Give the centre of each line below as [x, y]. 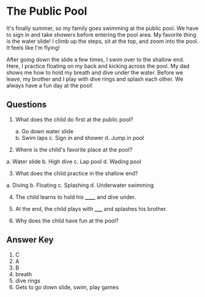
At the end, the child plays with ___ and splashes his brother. [91, 208]
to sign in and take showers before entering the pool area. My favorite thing [102, 34]
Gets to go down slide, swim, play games [67, 287]
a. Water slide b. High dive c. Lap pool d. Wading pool [74, 161]
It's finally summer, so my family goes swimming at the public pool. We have [102, 28]
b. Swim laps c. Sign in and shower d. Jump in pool [80, 137]
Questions [27, 105]
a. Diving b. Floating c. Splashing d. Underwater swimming [80, 185]
